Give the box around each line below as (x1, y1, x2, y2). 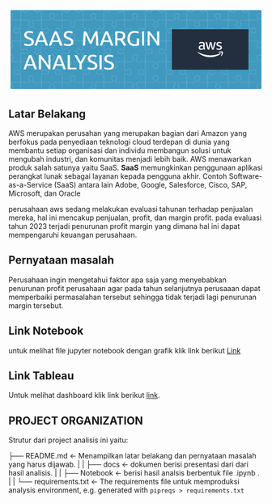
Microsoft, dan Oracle (8, 188, 81, 198)
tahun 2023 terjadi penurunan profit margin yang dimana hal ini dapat (8, 221, 240, 230)
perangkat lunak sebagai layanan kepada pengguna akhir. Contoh (8, 171, 227, 181)
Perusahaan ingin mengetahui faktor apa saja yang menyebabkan (8, 275, 227, 285)
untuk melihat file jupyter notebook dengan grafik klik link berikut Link (8, 345, 241, 355)
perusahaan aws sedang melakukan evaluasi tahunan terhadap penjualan (8, 204, 253, 213)
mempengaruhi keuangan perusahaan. (8, 230, 138, 239)
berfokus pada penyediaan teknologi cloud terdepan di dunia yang (8, 137, 231, 146)
